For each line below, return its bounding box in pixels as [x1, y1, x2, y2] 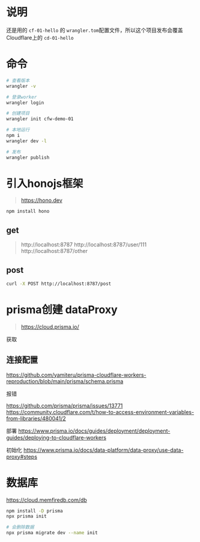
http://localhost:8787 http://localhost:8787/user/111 [20, 241, 147, 248]
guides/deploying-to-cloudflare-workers [6, 434, 107, 441]
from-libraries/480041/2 [6, 415, 66, 422]
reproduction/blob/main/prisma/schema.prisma [6, 377, 124, 385]
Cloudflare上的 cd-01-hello [6, 34, 74, 41]
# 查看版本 [6, 78, 30, 84]
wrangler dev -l [6, 138, 47, 144]
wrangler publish [6, 154, 50, 160]
